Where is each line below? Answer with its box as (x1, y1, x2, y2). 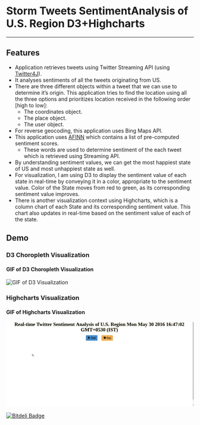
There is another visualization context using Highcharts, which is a (14, 197, 178, 204)
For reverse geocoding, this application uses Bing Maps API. (14, 127, 163, 134)
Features (6, 48, 40, 58)
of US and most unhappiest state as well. (14, 165, 115, 172)
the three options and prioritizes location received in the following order (14, 95, 191, 103)
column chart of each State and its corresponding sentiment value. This (14, 203, 191, 210)
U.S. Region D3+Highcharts (6, 17, 145, 30)
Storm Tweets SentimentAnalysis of (6, 4, 189, 18)
